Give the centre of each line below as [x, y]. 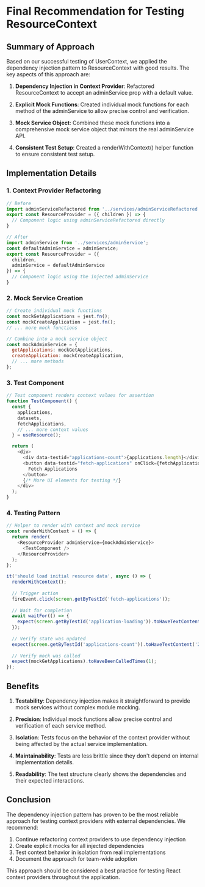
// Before [19, 203]
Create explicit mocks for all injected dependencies [80, 845]
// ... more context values [53, 429]
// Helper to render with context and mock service [73, 526]
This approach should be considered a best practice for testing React [94, 871]
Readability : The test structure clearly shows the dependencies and [101, 774]
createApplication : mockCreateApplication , [68, 356]
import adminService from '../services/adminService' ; [77, 242]
